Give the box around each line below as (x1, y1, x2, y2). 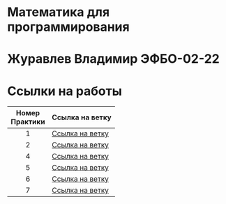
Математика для (7, 4, 110, 20)
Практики (10, 117, 45, 126)
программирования (7, 19, 130, 35)
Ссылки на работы (7, 83, 122, 99)
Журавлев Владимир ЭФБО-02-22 (7, 51, 220, 67)
